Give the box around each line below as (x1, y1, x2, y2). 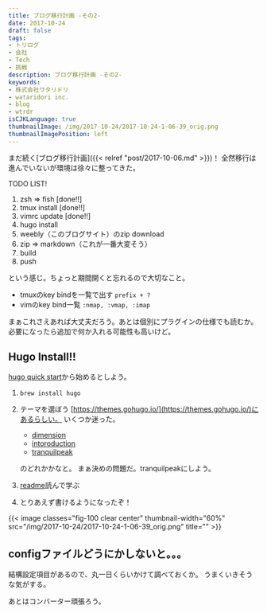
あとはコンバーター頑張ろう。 (8, 596, 106, 606)
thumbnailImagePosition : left (8, 130, 109, 138)
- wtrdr (8, 108, 34, 116)
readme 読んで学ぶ (19, 481, 80, 490)
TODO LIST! (8, 178, 48, 188)
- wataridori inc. (8, 93, 69, 101)
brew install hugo (19, 389, 81, 398)
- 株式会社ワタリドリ (8, 85, 69, 94)
